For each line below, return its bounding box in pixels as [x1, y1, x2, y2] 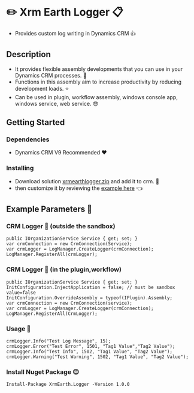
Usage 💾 [6, 324, 31, 333]
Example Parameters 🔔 [6, 204, 93, 215]
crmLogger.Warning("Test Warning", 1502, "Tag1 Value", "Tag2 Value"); [6, 354, 189, 360]
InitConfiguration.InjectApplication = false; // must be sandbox [6, 284, 175, 290]
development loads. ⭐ [14, 85, 69, 92]
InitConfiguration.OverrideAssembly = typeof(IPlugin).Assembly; [6, 294, 172, 301]
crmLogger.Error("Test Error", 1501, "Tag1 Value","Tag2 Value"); [6, 344, 175, 350]
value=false [6, 290, 36, 296]
